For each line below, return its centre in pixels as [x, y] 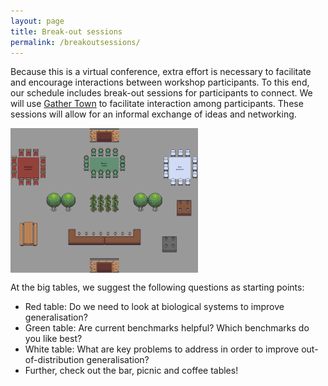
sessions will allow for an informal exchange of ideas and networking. [153, 114]
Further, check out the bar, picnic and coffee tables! [131, 370]
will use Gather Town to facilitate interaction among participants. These [157, 104]
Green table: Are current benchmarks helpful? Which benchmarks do [167, 327]
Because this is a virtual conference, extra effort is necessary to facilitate [161, 72]
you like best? [53, 338]
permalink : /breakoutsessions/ [75, 42]
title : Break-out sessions [66, 31]
